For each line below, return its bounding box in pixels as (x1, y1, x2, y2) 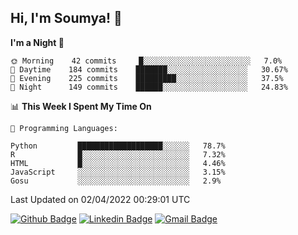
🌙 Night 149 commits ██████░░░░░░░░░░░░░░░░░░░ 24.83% (10, 82, 288, 92)
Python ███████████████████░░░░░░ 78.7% (10, 141, 226, 151)
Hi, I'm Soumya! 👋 (10, 10, 123, 27)
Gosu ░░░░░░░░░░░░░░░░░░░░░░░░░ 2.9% (10, 176, 222, 186)
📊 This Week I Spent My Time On (10, 100, 152, 112)
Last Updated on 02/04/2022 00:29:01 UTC (10, 193, 191, 205)
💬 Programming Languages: (10, 123, 118, 133)
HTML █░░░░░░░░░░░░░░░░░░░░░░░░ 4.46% (10, 158, 226, 168)
